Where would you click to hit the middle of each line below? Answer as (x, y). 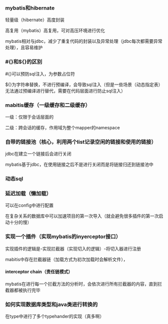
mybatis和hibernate (30, 8)
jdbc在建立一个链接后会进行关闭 (38, 154)
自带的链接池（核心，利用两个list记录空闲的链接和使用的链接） (81, 142)
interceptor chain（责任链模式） (39, 272)
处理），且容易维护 (24, 48)
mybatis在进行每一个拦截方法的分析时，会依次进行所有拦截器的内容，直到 (81, 284)
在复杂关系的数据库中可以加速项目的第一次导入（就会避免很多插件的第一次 (82, 216)
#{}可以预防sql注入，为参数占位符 (40, 73)
